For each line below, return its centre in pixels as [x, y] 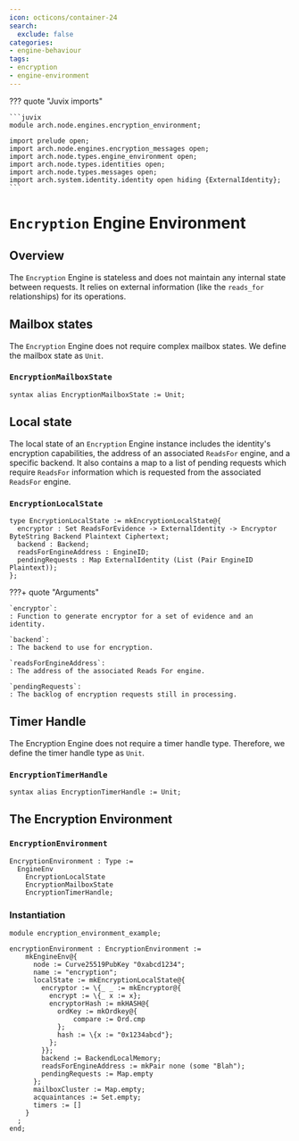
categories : [31, 42]
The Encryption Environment [91, 819]
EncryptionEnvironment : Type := [71, 861]
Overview [37, 256]
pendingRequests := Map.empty [97, 1074]
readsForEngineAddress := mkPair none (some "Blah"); [143, 1066]
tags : [19, 59]
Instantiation [37, 914]
